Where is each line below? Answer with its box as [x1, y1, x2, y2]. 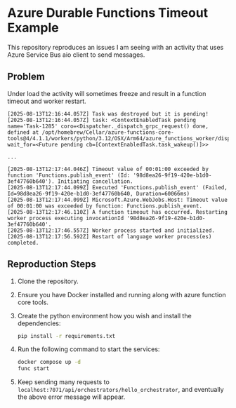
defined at [7, 128, 39, 136]
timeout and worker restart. [7, 97, 86, 105]
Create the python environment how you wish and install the [17, 311, 192, 320]
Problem [7, 71, 46, 83]
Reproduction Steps [7, 258, 96, 271]
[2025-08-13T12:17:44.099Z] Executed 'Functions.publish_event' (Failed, [7, 184, 228, 191]
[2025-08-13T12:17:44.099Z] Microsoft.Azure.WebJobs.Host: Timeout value [7, 196, 228, 203]
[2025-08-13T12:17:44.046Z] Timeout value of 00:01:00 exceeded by [7, 165, 209, 172]
